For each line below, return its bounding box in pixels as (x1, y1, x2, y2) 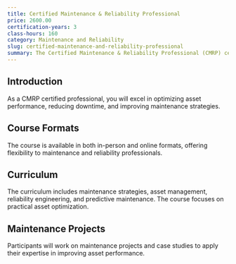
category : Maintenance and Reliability (7, 37, 124, 44)
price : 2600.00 (7, 17, 52, 24)
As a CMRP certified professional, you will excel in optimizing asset (7, 94, 202, 103)
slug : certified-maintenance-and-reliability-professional (7, 43, 184, 50)
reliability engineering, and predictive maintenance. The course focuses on (7, 195, 224, 203)
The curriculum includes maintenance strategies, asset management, (7, 187, 208, 196)
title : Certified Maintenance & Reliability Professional (7, 10, 181, 18)
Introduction (7, 75, 63, 88)
